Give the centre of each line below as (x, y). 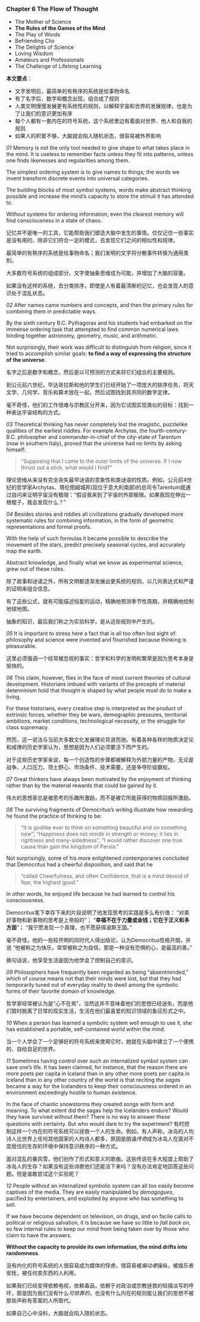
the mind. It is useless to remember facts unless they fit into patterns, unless (100, 154)
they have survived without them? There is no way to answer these (88, 1117)
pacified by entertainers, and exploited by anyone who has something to (95, 1199)
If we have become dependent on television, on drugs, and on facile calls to (99, 1216)
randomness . (23, 1253)
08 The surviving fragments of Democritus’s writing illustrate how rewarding (100, 810)
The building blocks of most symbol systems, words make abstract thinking (99, 190)
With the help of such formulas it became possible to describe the (87, 538)
